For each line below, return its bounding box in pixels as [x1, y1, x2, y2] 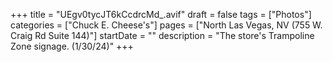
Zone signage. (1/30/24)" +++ [10, 40, 134, 52]
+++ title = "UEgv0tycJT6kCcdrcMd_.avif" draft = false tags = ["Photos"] [10, 9, 312, 20]
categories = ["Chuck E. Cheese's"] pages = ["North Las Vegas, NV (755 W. [10, 19, 323, 31]
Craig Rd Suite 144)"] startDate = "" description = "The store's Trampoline [10, 30, 315, 41]
